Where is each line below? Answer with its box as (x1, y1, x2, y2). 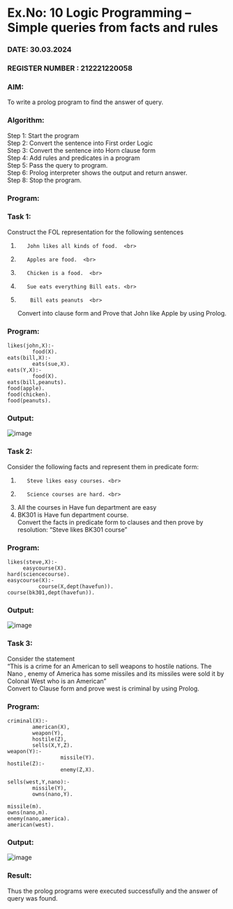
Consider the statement (7, 654, 75, 663)
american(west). (7, 821, 54, 828)
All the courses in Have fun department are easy (17, 503, 157, 511)
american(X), (32, 723, 70, 730)
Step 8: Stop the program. (7, 176, 82, 184)
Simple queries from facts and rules (7, 20, 218, 36)
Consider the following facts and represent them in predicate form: (7, 462, 199, 471)
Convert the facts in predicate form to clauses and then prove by (17, 518, 204, 526)
